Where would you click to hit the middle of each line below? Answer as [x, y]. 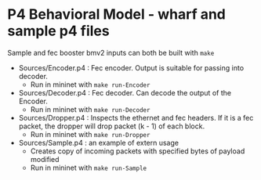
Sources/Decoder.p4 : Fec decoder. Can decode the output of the [125, 92]
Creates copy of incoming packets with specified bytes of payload [138, 151]
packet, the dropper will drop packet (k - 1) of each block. [112, 126]
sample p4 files [59, 31]
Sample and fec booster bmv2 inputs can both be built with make [111, 52]
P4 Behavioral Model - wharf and [117, 14]
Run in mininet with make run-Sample [88, 167]
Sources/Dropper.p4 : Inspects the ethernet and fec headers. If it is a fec [136, 117]
